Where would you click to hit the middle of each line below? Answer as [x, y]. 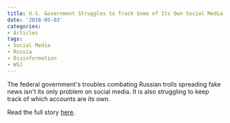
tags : [15, 39]
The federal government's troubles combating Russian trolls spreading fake [114, 84]
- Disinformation [32, 58]
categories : [24, 26]
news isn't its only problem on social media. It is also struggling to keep [108, 91]
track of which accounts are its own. [59, 99]
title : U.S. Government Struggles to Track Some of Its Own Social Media [115, 13]
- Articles [23, 33]
